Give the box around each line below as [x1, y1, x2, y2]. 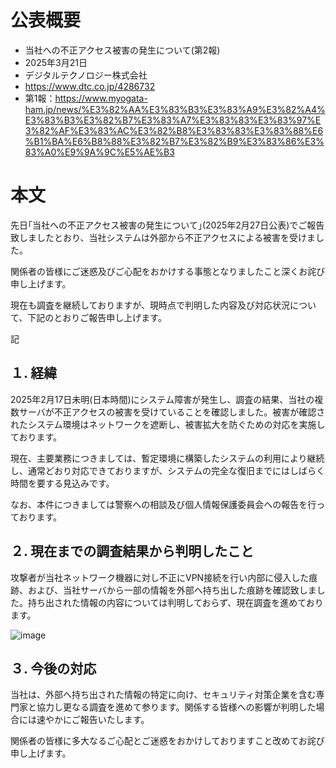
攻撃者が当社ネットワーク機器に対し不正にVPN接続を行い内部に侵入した [10, 571, 310, 583]
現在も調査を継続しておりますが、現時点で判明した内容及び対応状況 [10, 299, 290, 311]
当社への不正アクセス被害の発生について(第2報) [24, 44, 221, 56]
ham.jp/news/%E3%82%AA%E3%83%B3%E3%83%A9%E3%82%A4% [24, 103, 326, 115]
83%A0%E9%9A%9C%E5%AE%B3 [24, 146, 175, 158]
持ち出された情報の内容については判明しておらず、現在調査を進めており [27, 596, 324, 608]
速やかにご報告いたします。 [36, 714, 150, 726]
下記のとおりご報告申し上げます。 [27, 311, 167, 323]
